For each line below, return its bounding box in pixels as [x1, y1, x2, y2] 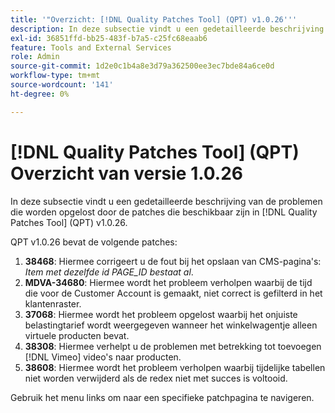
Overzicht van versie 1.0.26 [10, 162, 243, 185]
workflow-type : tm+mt [10, 71, 101, 81]
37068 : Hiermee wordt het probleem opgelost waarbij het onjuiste [24, 308, 298, 320]
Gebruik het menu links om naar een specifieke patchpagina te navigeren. [10, 391, 315, 403]
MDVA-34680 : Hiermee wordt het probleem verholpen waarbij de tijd [24, 276, 313, 288]
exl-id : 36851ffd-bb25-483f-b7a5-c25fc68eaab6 [10, 33, 208, 43]
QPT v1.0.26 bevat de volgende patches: [10, 236, 178, 248]
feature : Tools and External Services [10, 42, 172, 53]
